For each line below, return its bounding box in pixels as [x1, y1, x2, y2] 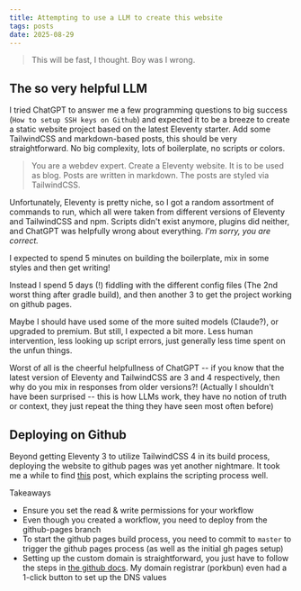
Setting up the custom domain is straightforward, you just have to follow [22, 553, 289, 563]
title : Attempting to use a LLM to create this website [9, 13, 223, 23]
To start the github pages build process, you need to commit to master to [22, 533, 292, 544]
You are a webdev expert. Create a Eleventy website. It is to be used [31, 160, 285, 171]
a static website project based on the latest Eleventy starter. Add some [9, 123, 271, 135]
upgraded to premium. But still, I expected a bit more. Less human [9, 326, 253, 337]
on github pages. [9, 299, 72, 310]
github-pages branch [22, 524, 102, 534]
